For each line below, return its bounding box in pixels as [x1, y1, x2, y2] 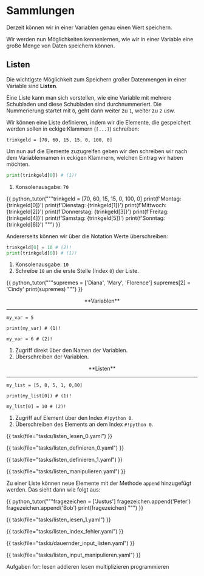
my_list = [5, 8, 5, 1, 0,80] [6, 382, 83, 389]
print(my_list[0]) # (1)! [6, 393, 72, 399]
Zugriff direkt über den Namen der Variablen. [15, 347, 128, 354]
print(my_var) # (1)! [6, 326, 61, 332]
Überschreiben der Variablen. [15, 353, 89, 360]
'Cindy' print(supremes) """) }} [6, 286, 83, 293]
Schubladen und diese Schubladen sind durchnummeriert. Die [6, 100, 162, 108]
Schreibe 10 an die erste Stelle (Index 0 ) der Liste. [15, 267, 140, 275]
